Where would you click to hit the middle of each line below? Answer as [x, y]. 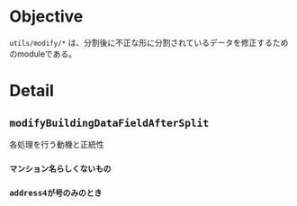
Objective [46, 17]
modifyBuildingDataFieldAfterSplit [109, 123]
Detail [31, 91]
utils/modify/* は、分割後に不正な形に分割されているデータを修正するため [149, 42]
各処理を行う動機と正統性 [57, 144]
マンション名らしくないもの [60, 169]
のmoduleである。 [43, 54]
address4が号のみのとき [56, 193]
